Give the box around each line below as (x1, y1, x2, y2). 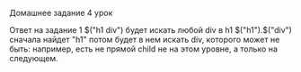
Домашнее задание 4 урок (9, 8, 113, 18)
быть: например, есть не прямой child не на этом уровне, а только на (9, 44, 279, 54)
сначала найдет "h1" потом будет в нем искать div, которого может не (9, 35, 280, 44)
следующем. (9, 53, 58, 63)
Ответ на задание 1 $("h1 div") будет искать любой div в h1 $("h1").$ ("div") (9, 25, 292, 35)
